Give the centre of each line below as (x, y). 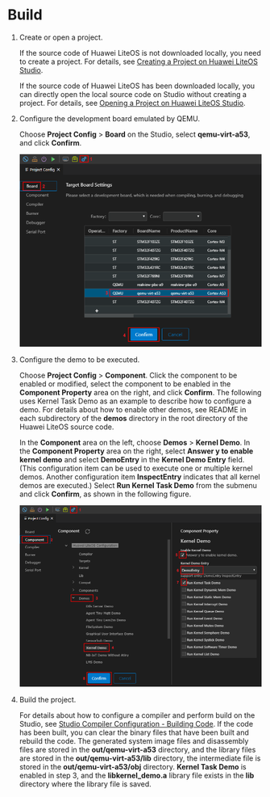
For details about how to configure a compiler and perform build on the (137, 715)
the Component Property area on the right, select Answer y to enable (136, 451)
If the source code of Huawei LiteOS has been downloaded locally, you (137, 86)
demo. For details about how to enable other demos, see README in (133, 410)
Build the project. (48, 700)
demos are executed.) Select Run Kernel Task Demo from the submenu (138, 486)
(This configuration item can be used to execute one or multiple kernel (136, 468)
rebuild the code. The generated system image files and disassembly (134, 741)
